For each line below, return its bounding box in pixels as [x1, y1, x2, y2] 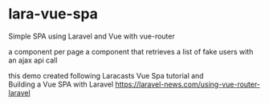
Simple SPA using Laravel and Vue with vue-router [8, 31, 175, 41]
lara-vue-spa [8, 5, 99, 23]
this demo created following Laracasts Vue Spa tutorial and [8, 71, 204, 80]
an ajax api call [8, 55, 58, 65]
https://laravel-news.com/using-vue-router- [115, 79, 261, 89]
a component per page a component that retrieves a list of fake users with [8, 46, 254, 56]
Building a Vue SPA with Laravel [8, 79, 114, 89]
